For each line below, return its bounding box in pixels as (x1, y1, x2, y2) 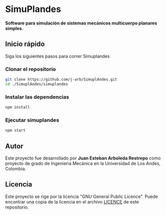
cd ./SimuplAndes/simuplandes (5, 81, 68, 86)
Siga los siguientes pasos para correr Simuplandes (5, 53, 110, 59)
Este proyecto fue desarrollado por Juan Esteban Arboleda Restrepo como (5, 155, 161, 161)
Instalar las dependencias (5, 93, 69, 100)
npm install (5, 105, 30, 110)
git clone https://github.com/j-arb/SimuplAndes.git (5, 77, 117, 82)
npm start (5, 128, 26, 133)
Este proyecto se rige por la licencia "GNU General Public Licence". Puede (5, 193, 158, 199)
